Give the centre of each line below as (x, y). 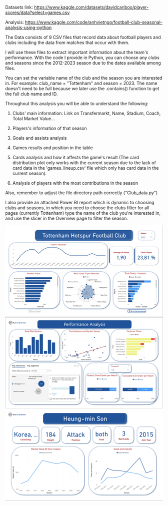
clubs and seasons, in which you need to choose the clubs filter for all (77, 208)
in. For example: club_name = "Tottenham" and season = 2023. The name (81, 83)
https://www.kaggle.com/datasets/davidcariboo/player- (91, 7)
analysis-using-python (28, 28)
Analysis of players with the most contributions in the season (75, 183)
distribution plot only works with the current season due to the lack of (84, 163)
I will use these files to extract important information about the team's (77, 52)
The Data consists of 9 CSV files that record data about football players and (83, 37)
